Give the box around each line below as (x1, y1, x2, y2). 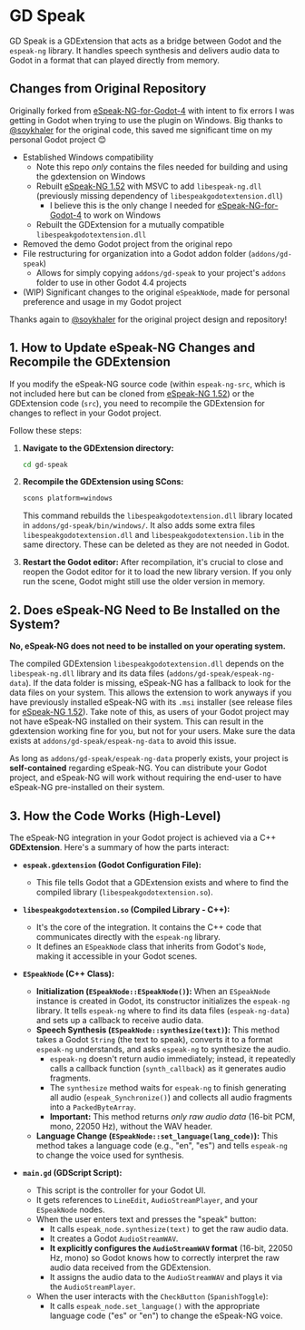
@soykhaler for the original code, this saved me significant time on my (9, 124, 273, 135)
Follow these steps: (9, 425, 82, 435)
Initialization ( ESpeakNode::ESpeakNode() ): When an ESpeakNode (35, 985, 271, 996)
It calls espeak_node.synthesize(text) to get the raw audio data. (49, 1223, 289, 1234)
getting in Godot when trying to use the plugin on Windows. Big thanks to (9, 114, 283, 125)
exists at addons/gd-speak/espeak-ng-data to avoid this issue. (9, 736, 237, 747)
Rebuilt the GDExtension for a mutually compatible (35, 219, 225, 230)
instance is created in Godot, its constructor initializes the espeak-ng (35, 995, 290, 1006)
